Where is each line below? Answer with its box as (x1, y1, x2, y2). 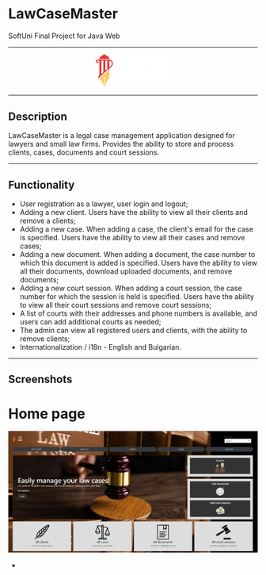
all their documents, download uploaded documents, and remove (19, 266, 233, 276)
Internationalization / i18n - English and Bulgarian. (19, 343, 182, 352)
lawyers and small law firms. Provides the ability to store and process (8, 140, 234, 149)
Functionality (8, 178, 75, 191)
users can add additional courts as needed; (19, 317, 161, 327)
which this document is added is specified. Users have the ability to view (19, 259, 257, 268)
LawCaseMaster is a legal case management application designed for (8, 131, 235, 140)
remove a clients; (19, 216, 77, 226)
